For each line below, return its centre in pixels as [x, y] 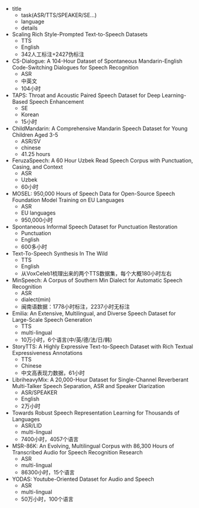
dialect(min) [36, 299]
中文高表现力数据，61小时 [53, 373]
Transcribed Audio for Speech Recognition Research [77, 452]
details [29, 28]
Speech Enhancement [57, 102]
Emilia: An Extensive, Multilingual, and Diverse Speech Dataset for [94, 313]
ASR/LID [31, 425]
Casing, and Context [37, 167]
